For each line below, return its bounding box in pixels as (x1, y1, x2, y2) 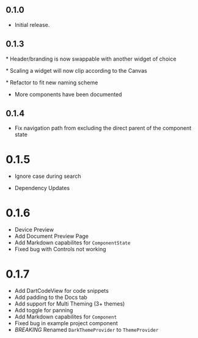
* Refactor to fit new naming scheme (5, 79, 98, 86)
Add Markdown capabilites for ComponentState (14, 239, 131, 246)
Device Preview (14, 226, 54, 233)
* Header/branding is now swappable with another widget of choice (5, 55, 177, 62)
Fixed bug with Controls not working (14, 246, 106, 253)
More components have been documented (14, 90, 122, 98)
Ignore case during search (14, 172, 81, 180)
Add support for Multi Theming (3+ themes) (14, 300, 125, 307)
